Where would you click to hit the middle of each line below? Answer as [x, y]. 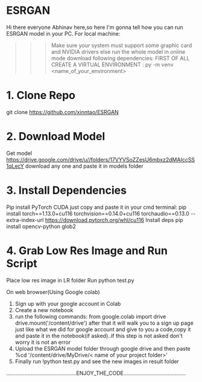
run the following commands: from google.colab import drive [90, 316]
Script [22, 263]
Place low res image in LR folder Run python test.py [70, 280]
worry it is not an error [43, 342]
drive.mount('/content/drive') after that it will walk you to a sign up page [104, 323]
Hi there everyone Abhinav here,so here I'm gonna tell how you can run [95, 27]
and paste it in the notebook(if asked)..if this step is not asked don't [99, 336]
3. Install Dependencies [66, 190]
